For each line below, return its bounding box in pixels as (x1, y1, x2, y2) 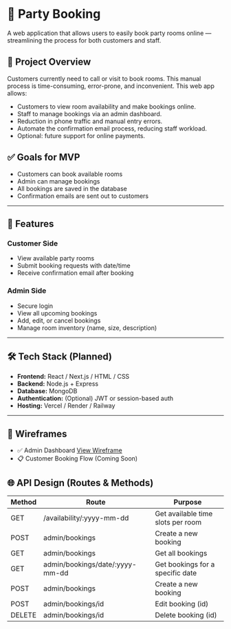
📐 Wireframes (7, 428, 67, 439)
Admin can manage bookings (16, 177, 100, 185)
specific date (154, 568, 197, 577)
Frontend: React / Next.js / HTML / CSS (16, 373, 130, 381)
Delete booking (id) (154, 610, 218, 619)
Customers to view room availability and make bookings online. (16, 102, 197, 111)
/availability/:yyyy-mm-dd (43, 513, 129, 522)
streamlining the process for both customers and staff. (7, 36, 162, 44)
